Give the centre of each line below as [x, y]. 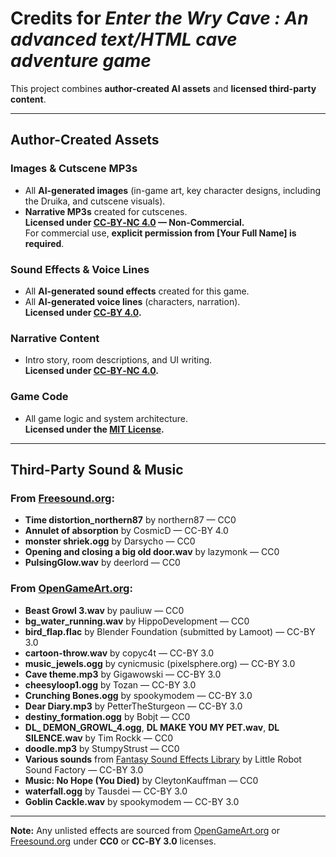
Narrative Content [55, 338]
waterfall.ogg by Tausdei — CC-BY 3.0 [106, 791]
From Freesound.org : [62, 498]
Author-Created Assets [85, 140]
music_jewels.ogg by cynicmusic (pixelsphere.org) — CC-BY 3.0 [160, 663]
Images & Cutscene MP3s [74, 169]
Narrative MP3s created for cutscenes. [106, 211]
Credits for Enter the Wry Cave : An [159, 18]
